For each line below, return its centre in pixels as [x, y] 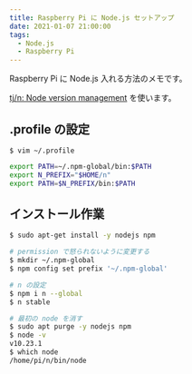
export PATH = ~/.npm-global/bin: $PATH [81, 166]
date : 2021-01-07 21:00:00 [60, 26]
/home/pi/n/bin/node [48, 360]
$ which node [34, 352]
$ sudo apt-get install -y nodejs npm [82, 236]
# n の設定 [28, 285]
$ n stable [30, 302]
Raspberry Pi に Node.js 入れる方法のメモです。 [98, 79]
